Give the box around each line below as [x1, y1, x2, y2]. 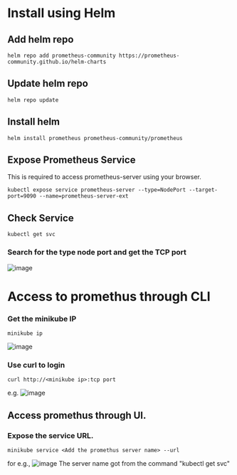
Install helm [7, 116, 60, 128]
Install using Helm [7, 5, 116, 21]
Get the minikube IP [7, 314, 77, 324]
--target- [189, 186, 218, 193]
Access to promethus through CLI [7, 288, 211, 304]
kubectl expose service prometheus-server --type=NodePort [7, 186, 186, 193]
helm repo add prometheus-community [7, 52, 116, 59]
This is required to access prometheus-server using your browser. [7, 173, 201, 181]
